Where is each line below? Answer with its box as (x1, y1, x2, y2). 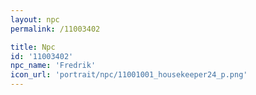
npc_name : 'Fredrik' (10, 61, 97, 71)
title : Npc (10, 42, 56, 52)
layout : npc (10, 14, 60, 25)
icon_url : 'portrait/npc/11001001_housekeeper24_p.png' (10, 70, 248, 80)
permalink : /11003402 (10, 24, 101, 34)
